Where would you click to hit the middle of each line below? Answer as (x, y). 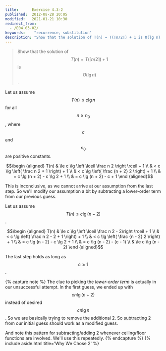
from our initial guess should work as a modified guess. (62, 323)
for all (11, 108)
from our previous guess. (31, 197)
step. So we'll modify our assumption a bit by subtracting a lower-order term (83, 191)
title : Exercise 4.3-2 (34, 10)
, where (13, 124)
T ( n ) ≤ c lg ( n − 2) (83, 214)
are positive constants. (28, 156)
